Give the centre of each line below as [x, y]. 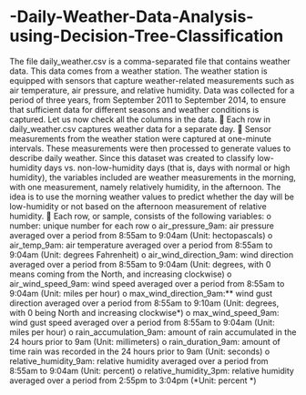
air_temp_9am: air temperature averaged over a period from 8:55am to [141, 245]
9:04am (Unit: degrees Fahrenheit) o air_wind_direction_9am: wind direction [152, 254]
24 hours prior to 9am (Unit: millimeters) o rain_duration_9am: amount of [145, 341]
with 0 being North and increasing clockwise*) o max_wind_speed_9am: [144, 312]
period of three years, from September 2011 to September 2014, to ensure [148, 100]
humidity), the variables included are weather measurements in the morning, [153, 177]
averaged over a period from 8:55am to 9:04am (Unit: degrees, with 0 [140, 264]
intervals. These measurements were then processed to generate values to [150, 148]
